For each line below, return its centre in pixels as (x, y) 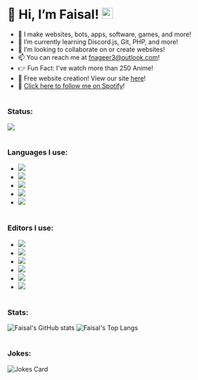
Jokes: (20, 354)
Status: (20, 112)
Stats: (18, 312)
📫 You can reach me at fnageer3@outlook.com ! (89, 57)
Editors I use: (31, 228)
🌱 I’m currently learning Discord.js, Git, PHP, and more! (98, 41)
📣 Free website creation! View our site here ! (82, 78)
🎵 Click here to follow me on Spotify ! (71, 85)
